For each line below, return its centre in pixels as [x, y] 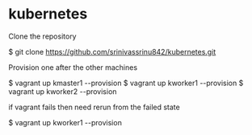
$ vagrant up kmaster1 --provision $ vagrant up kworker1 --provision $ [126, 83]
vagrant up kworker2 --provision [63, 91]
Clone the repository [42, 36]
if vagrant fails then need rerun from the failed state [94, 107]
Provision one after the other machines [73, 67]
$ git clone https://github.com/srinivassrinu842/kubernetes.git [112, 51]
